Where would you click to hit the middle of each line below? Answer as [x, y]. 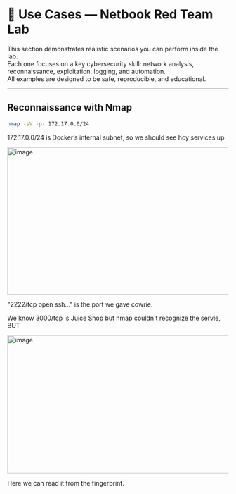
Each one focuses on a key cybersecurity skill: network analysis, [101, 63]
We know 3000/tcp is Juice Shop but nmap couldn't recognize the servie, [114, 318]
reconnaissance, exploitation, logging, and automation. [87, 71]
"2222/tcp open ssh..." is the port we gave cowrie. [80, 304]
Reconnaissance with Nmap [70, 107]
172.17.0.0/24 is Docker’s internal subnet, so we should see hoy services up [116, 137]
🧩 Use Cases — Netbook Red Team [110, 14]
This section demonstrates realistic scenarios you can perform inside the [113, 49]
